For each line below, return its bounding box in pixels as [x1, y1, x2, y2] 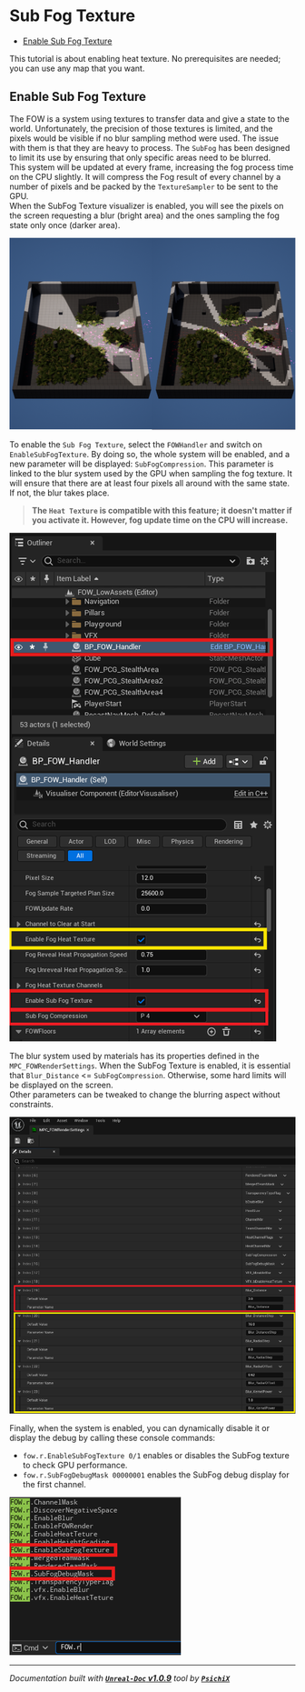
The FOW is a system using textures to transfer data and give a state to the [9, 113, 290, 124]
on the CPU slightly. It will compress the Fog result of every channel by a [9, 171, 281, 182]
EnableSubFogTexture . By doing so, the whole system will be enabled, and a [9, 449, 290, 460]
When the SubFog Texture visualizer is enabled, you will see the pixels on [9, 200, 284, 211]
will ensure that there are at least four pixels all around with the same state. [9, 478, 290, 489]
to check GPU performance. [22, 1460, 128, 1471]
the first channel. [22, 1479, 86, 1490]
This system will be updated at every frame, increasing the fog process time [9, 161, 294, 173]
